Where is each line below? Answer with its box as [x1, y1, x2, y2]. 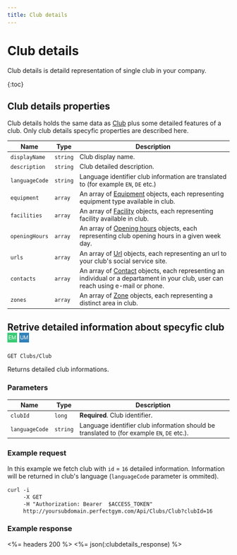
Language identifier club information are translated [79, 172, 227, 180]
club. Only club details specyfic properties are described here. [7, 127, 189, 135]
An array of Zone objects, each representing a [79, 291, 213, 300]
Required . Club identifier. [79, 411, 153, 420]
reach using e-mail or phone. [79, 281, 164, 290]
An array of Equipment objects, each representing [79, 189, 224, 198]
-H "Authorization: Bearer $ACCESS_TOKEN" [23, 501, 153, 508]
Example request [7, 448, 67, 458]
